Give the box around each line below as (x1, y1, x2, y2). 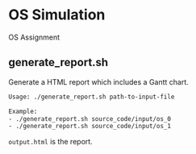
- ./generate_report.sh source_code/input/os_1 (8, 123, 172, 131)
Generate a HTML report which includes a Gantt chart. (8, 77, 190, 86)
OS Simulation (8, 6, 106, 24)
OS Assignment (8, 32, 60, 42)
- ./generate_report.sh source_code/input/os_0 (8, 114, 172, 123)
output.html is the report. (8, 137, 93, 147)
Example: (8, 107, 38, 115)
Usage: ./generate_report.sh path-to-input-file (8, 93, 175, 101)
